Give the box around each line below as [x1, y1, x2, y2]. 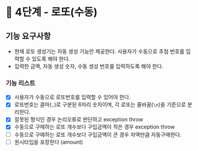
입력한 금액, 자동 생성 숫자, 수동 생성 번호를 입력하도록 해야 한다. [14, 63, 164, 70]
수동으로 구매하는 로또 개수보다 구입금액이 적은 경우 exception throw [14, 123, 175, 131]
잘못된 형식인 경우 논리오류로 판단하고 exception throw [14, 116, 144, 123]
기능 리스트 [5, 78, 36, 87]
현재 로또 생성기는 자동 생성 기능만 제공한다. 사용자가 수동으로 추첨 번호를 [14, 48, 185, 55]
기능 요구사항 [5, 31, 51, 41]
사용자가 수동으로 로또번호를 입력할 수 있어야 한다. [14, 93, 131, 101]
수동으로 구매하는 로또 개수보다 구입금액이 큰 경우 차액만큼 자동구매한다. [14, 131, 182, 138]
